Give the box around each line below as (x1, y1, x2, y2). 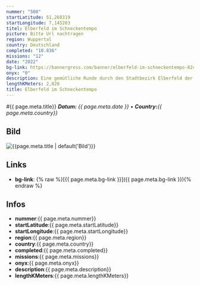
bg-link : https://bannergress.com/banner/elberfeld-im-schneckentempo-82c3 (6, 64, 198, 71)
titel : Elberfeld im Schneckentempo (6, 25, 97, 32)
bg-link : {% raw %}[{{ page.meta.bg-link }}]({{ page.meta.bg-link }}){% (14, 176, 192, 183)
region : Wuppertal (6, 36, 52, 42)
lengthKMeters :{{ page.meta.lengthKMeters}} (14, 272, 129, 280)
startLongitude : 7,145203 (6, 20, 70, 26)
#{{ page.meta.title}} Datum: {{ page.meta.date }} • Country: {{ (6, 103, 162, 110)
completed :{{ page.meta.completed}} (14, 247, 108, 254)
